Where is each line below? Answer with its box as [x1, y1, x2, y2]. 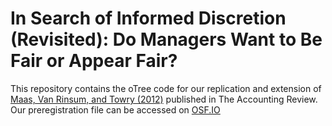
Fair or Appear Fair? [10, 50, 178, 72]
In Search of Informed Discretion [10, 7, 287, 30]
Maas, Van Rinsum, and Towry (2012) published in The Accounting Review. [10, 93, 318, 105]
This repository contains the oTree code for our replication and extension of [10, 82, 322, 94]
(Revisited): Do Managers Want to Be [10, 28, 323, 51]
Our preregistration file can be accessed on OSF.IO [10, 103, 221, 116]
